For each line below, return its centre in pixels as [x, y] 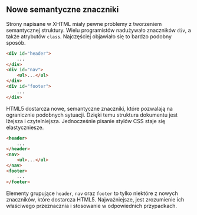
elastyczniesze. [25, 127]
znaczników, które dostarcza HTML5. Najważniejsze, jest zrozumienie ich [95, 199]
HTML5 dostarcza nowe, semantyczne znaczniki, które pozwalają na [89, 108]
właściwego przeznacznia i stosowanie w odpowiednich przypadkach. [92, 206]
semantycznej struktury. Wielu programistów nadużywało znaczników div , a [99, 30]
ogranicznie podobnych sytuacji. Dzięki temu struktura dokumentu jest [92, 115]
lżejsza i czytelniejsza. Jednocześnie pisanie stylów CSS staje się [86, 121]
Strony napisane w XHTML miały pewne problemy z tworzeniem [84, 24]
